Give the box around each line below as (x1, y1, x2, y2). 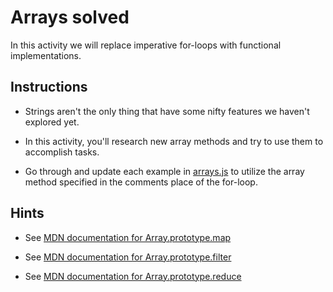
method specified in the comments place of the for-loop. (24, 176, 258, 188)
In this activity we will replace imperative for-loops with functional (10, 39, 282, 51)
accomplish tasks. (24, 146, 100, 158)
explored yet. (24, 116, 80, 128)
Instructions (10, 79, 88, 96)
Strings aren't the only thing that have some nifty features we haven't (24, 105, 310, 117)
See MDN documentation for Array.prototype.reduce (24, 270, 242, 282)
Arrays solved (10, 6, 130, 29)
